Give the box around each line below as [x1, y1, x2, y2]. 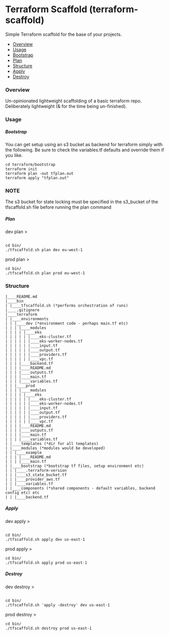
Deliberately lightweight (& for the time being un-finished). [5, 103, 127, 109]
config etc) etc [5, 490, 40, 495]
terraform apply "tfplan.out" [5, 176, 70, 181]
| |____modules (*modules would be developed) [5, 446, 106, 451]
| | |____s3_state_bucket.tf [5, 472, 67, 477]
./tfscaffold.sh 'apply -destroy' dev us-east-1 [5, 602, 110, 607]
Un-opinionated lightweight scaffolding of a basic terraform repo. [5, 98, 142, 104]
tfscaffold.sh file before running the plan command [5, 204, 112, 210]
